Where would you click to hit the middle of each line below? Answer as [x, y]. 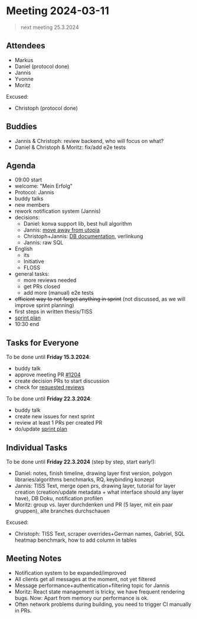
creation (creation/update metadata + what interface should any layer [99, 492]
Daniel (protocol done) [42, 66]
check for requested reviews [49, 387]
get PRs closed [42, 286]
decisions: [27, 217]
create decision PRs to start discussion [62, 381]
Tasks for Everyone [42, 343]
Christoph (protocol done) [46, 108]
